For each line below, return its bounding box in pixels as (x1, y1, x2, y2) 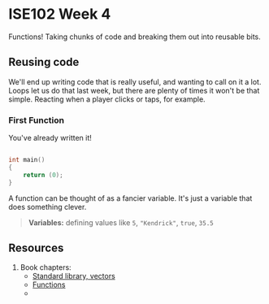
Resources (8, 241, 64, 254)
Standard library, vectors (32, 271, 115, 281)
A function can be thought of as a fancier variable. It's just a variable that (8, 193, 253, 203)
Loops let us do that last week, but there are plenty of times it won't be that (8, 85, 260, 95)
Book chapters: (20, 263, 72, 272)
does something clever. (8, 202, 87, 211)
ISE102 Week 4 (8, 5, 111, 24)
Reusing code (8, 55, 80, 69)
